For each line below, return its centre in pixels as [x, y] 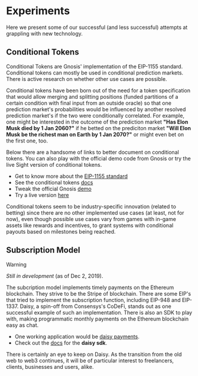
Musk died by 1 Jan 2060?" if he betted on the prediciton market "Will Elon [98, 128]
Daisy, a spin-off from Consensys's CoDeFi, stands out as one [95, 306]
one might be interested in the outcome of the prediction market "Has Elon [97, 122]
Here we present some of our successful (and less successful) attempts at [97, 27]
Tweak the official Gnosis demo [53, 189]
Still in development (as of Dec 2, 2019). [55, 275]
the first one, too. [27, 141]
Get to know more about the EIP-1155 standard [71, 176]
